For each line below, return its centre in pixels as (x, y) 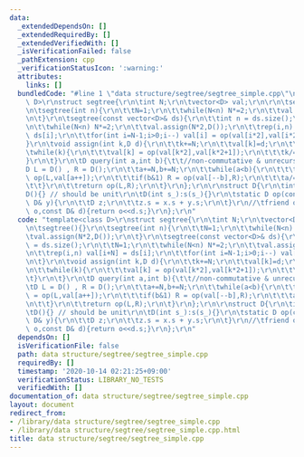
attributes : (40, 77)
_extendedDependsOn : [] (62, 26)
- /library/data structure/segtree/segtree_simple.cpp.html (125, 430)
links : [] (44, 85)
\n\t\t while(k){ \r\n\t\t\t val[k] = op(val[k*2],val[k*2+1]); (143, 271)
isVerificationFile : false (68, 346)
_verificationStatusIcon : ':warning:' (91, 69)
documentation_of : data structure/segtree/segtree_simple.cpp (129, 396)
